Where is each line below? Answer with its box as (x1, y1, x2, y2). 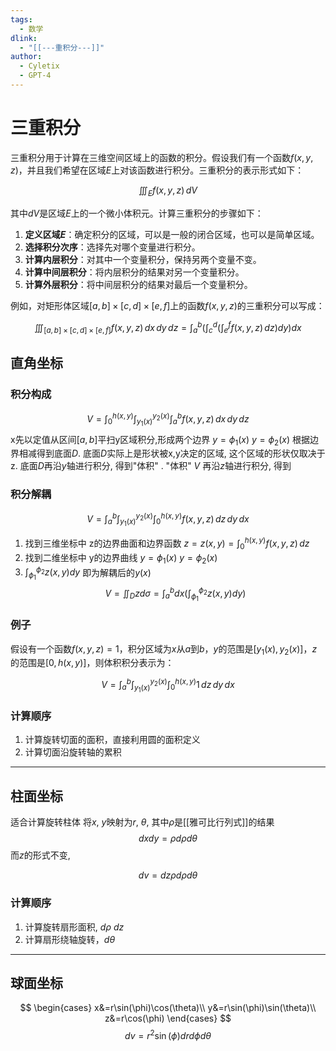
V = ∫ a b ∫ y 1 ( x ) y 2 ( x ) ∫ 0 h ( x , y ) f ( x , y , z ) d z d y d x (86, 511, 250, 528)
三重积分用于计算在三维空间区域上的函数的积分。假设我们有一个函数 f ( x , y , (10, 151, 314, 163)
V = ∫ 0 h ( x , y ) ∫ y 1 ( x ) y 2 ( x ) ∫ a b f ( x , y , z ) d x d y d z (86, 411, 250, 428)
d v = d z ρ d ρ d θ (138, 869, 198, 881)
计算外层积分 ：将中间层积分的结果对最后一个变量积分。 (24, 278, 253, 290)
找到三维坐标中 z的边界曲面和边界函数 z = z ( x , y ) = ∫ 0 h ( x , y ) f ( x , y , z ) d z (24, 536, 310, 551)
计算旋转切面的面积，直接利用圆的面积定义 (24, 734, 201, 746)
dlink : (10, 33, 38, 43)
